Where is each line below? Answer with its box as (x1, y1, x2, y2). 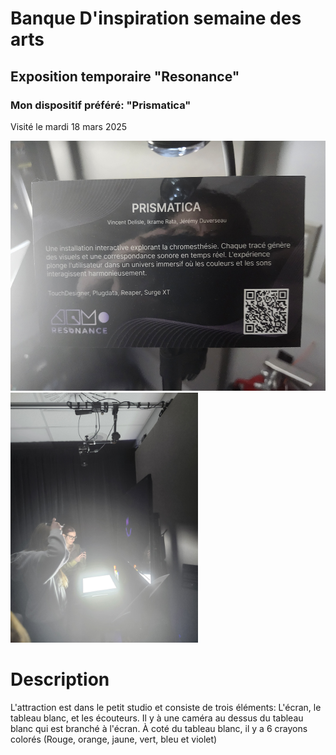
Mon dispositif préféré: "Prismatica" (10, 98, 192, 112)
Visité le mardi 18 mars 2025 (10, 120, 128, 132)
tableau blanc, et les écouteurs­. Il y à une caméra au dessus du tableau (10, 712, 304, 724)
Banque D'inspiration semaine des (10, 7, 302, 30)
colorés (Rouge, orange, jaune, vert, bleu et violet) (10, 733, 218, 745)
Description (10, 668, 110, 691)
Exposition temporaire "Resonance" (10, 68, 240, 85)
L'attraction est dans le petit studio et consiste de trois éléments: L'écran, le (10, 701, 322, 713)
